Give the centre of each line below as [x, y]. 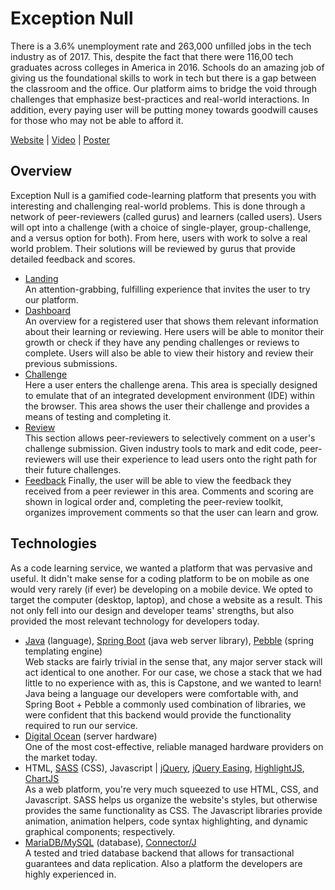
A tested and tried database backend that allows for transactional [159, 853]
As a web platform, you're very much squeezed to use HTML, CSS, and [171, 789]
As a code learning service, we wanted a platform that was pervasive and [161, 568]
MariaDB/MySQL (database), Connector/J [110, 842]
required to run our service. [81, 725]
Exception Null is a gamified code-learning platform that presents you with [163, 195]
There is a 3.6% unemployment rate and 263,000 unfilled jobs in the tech [161, 46]
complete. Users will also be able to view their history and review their [169, 353]
